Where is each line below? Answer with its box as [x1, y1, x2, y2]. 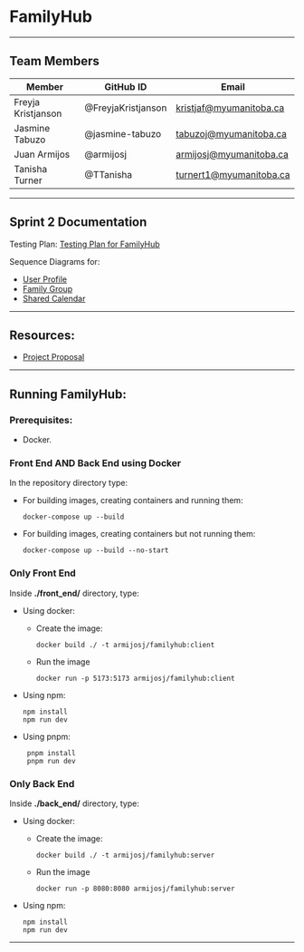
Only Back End [9, 777, 75, 790]
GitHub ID [104, 80, 147, 92]
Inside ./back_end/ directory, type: [9, 798, 140, 809]
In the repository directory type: [9, 478, 128, 489]
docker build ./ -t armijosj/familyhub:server [35, 850, 215, 860]
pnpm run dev [26, 756, 76, 765]
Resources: [9, 327, 75, 343]
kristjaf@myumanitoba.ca [176, 102, 285, 114]
